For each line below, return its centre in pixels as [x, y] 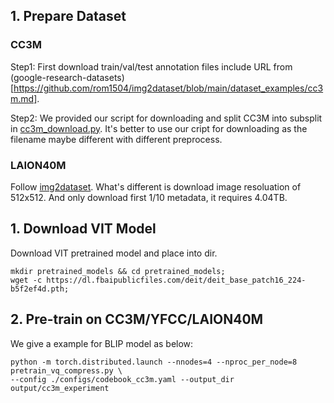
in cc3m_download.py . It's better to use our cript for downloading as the [159, 128]
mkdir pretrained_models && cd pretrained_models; [118, 271]
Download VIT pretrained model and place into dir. [114, 253]
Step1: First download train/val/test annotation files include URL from [151, 66]
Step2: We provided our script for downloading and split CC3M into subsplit [166, 118]
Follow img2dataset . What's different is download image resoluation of [156, 186]
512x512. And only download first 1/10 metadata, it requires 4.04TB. [149, 197]
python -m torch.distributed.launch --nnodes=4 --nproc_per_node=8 [154, 362]
